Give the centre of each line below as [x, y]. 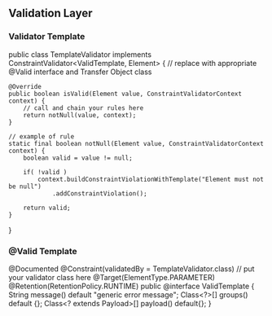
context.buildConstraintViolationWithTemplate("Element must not [151, 179]
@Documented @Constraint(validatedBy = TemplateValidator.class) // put [132, 269]
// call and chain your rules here [83, 108]
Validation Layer [50, 13]
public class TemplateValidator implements [80, 54]
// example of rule [42, 136]
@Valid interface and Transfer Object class [80, 72]
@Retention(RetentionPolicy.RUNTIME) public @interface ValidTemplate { [132, 286]
